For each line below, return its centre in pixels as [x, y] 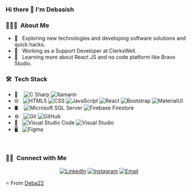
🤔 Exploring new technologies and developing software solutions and [100, 39]
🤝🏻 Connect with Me [36, 158]
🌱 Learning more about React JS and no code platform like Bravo [95, 57]
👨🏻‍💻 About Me [28, 25]
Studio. [23, 63]
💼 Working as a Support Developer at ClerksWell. [75, 51]
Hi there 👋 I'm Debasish [40, 9]
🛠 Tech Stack [27, 79]
